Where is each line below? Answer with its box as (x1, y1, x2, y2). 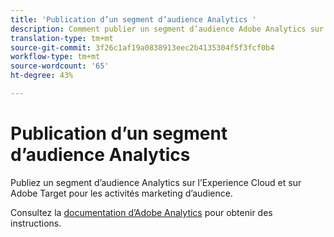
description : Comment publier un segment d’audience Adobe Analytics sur (10, 24, 325, 34)
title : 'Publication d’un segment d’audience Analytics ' (10, 14, 257, 25)
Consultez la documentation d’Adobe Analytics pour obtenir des (10, 206, 273, 218)
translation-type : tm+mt (10, 33, 114, 43)
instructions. (10, 217, 62, 229)
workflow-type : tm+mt (10, 52, 101, 62)
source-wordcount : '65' (10, 61, 110, 71)
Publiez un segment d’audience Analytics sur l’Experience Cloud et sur (10, 176, 302, 188)
